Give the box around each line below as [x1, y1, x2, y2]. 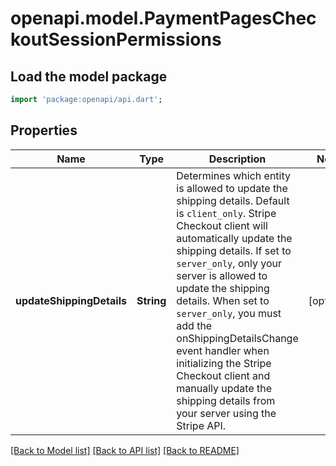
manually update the [176, 381, 273, 395]
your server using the [176, 406, 277, 420]
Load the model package [10, 68, 168, 85]
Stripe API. [176, 418, 227, 432]
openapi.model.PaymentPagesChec [10, 7, 317, 30]
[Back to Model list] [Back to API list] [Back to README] [10, 444, 240, 456]
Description [208, 152, 267, 166]
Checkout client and [176, 368, 271, 382]
